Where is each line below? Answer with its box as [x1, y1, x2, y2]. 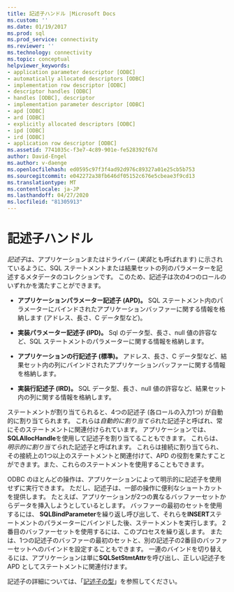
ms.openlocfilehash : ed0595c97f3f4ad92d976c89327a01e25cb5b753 [7, 165, 196, 173]
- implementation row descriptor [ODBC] [7, 82, 127, 89]
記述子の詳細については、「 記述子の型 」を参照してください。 [7, 577, 182, 585]
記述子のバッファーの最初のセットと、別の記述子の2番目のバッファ [34, 535, 228, 545]
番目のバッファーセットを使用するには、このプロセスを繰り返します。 [7, 527, 209, 535]
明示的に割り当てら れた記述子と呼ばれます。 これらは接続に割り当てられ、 [7, 443, 223, 451]
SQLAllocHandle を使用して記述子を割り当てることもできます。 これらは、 [7, 434, 222, 442]
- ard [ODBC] [7, 114, 45, 121]
